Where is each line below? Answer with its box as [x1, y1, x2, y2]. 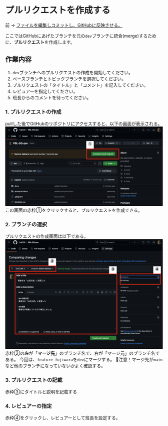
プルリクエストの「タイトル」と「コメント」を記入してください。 [12, 82, 148, 88]
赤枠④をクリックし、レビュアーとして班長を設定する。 [5, 415, 120, 421]
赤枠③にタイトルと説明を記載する [5, 389, 77, 395]
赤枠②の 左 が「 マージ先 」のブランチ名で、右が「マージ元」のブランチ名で [5, 350, 160, 356]
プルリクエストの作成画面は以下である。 [5, 233, 88, 239]
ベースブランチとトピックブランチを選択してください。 [12, 76, 126, 82]
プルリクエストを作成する [5, 5, 111, 16]
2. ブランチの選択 [5, 221, 47, 228]
